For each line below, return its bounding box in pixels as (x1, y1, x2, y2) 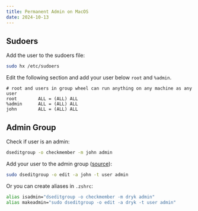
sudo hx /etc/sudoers (6, 63, 60, 69)
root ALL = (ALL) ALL (6, 96, 78, 102)
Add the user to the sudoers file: (6, 52, 85, 59)
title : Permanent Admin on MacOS (6, 8, 89, 15)
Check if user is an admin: (6, 138, 70, 145)
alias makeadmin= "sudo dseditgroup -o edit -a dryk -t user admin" (6, 199, 177, 205)
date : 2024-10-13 (6, 14, 49, 20)
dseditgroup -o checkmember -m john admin (6, 149, 113, 155)
